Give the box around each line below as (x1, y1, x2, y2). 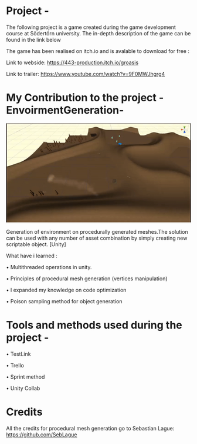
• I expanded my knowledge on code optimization (6, 286, 127, 293)
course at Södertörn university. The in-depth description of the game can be (6, 29, 191, 37)
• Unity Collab (6, 385, 40, 392)
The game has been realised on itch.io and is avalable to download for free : (6, 47, 189, 54)
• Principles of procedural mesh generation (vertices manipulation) (6, 275, 168, 282)
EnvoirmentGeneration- (6, 104, 124, 117)
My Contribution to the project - (6, 91, 164, 104)
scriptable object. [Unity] (6, 240, 66, 248)
